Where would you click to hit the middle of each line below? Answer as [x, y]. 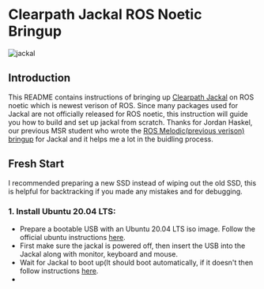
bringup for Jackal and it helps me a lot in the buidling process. [111, 139]
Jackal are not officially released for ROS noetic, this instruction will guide [128, 114]
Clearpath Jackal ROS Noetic [105, 15]
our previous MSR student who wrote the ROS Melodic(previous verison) [126, 130]
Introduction [40, 78]
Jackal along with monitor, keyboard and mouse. [99, 253]
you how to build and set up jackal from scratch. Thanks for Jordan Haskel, [130, 122]
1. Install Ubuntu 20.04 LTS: [62, 212]
